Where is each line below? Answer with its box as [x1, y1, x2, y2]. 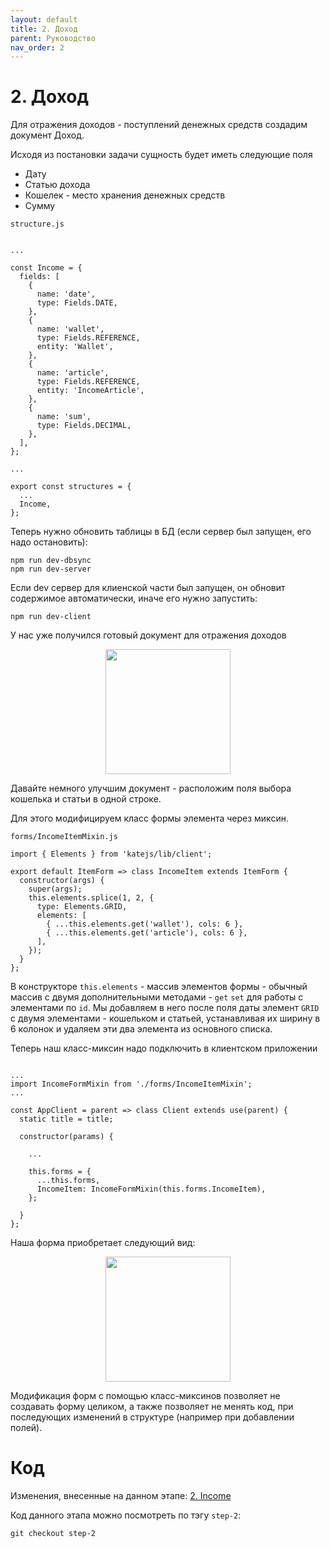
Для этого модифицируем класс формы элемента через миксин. [10, 812, 289, 825]
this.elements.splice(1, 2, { [28, 893, 155, 903]
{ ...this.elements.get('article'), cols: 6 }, [46, 928, 248, 938]
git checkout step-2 [10, 1529, 97, 1539]
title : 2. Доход [10, 24, 78, 34]
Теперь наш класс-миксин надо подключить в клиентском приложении [10, 1042, 318, 1055]
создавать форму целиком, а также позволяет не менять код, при [10, 1401, 294, 1413]
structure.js [10, 219, 65, 230]
